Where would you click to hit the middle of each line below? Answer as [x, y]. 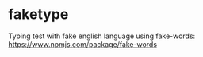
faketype [38, 14]
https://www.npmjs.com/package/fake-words [82, 44]
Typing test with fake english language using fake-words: [102, 36]
